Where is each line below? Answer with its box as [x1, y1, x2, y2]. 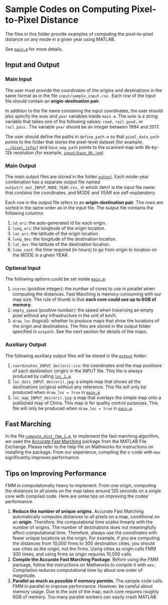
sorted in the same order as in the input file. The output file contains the [5, 205, 154, 211]
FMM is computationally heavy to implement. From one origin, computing [5, 483, 156, 489]
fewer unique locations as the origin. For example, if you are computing [12, 535, 160, 541]
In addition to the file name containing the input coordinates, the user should [5, 107, 163, 114]
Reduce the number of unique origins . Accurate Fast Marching [12, 508, 144, 514]
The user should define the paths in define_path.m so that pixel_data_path [5, 133, 159, 140]
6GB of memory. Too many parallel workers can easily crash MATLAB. [12, 594, 158, 600]
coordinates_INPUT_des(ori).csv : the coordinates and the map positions [12, 362, 162, 368]
